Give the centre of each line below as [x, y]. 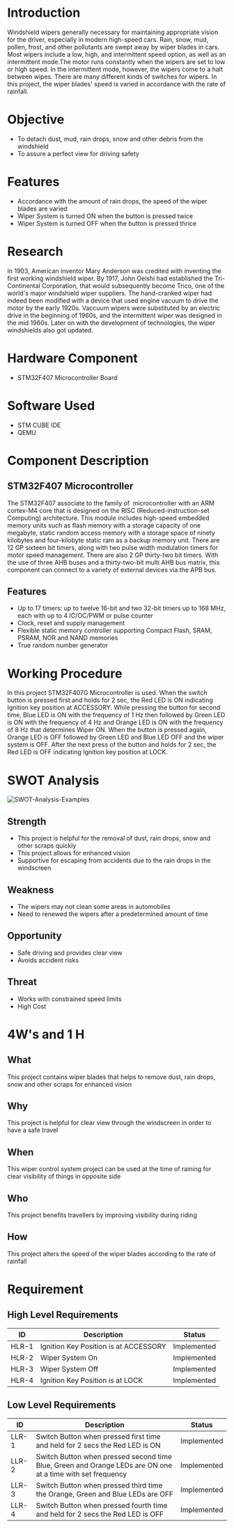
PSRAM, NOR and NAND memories [68, 638]
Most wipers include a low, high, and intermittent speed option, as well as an [117, 54]
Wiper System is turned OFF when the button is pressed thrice [107, 223]
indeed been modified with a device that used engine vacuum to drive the [113, 300]
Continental [24, 285]
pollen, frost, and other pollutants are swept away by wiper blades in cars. [114, 47]
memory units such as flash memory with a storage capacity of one [104, 525]
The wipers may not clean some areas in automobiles [94, 906]
